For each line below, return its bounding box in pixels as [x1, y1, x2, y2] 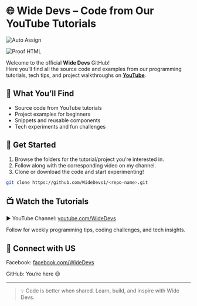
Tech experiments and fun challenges [14, 123, 106, 130]
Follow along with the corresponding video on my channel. [14, 162, 157, 169]
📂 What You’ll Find [6, 89, 74, 99]
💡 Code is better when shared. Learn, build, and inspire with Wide [20, 287, 180, 294]
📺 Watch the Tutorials [6, 196, 89, 206]
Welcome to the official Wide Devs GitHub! [6, 59, 110, 66]
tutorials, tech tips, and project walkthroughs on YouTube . [6, 72, 147, 79]
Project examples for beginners [14, 110, 91, 117]
